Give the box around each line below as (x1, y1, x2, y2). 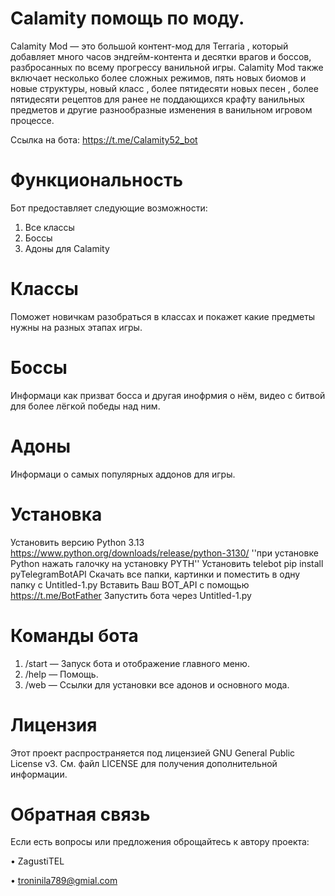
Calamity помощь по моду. (10, 7, 245, 30)
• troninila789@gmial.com (10, 875, 118, 887)
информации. (10, 768, 68, 780)
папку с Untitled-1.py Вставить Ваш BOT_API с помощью (10, 578, 250, 591)
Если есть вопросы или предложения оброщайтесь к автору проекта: (10, 836, 310, 848)
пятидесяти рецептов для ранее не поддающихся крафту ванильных (10, 93, 305, 105)
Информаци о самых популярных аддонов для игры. (10, 468, 236, 480)
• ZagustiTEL (10, 855, 65, 867)
